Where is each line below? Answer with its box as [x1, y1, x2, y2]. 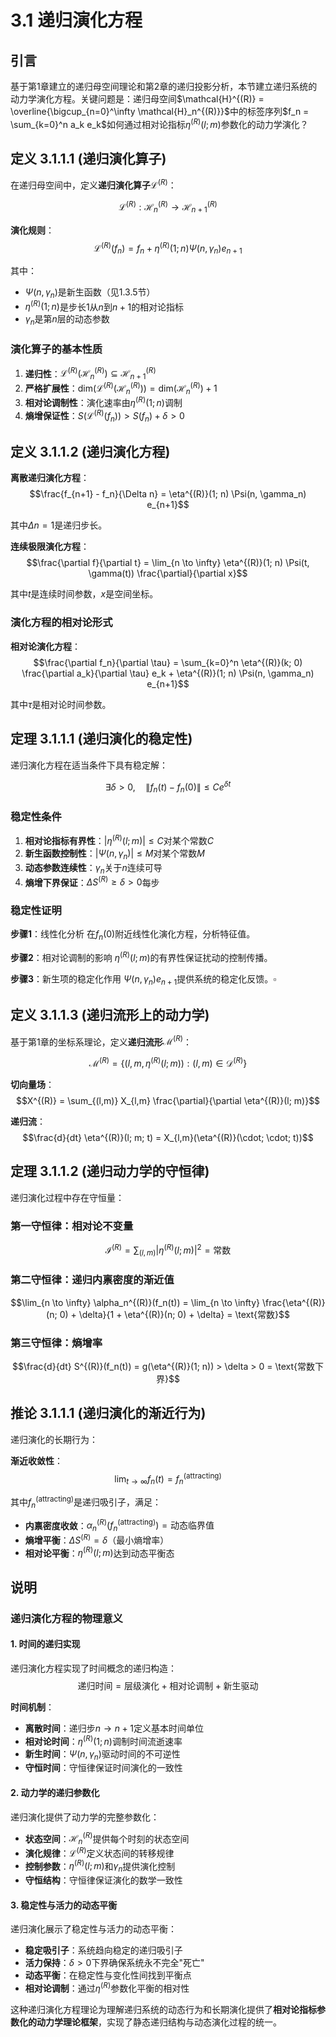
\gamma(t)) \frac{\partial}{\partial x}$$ [88, 567, 248, 580]
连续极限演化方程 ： [10, 541, 90, 553]
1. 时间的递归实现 [10, 1638, 81, 1650]
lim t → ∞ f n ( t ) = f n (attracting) [114, 1471, 222, 1487]
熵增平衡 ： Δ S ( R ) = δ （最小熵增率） [24, 1532, 170, 1546]
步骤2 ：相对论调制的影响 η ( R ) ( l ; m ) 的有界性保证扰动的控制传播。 [10, 950, 273, 963]
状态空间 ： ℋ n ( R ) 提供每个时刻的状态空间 [24, 1831, 190, 1847]
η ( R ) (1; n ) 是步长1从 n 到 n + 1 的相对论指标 [24, 299, 185, 313]
